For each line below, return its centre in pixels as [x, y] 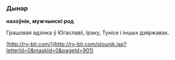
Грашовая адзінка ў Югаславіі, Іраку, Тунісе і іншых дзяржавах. [88, 33]
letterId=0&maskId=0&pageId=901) [50, 50]
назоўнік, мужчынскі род [40, 21]
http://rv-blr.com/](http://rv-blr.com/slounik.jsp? [67, 44]
